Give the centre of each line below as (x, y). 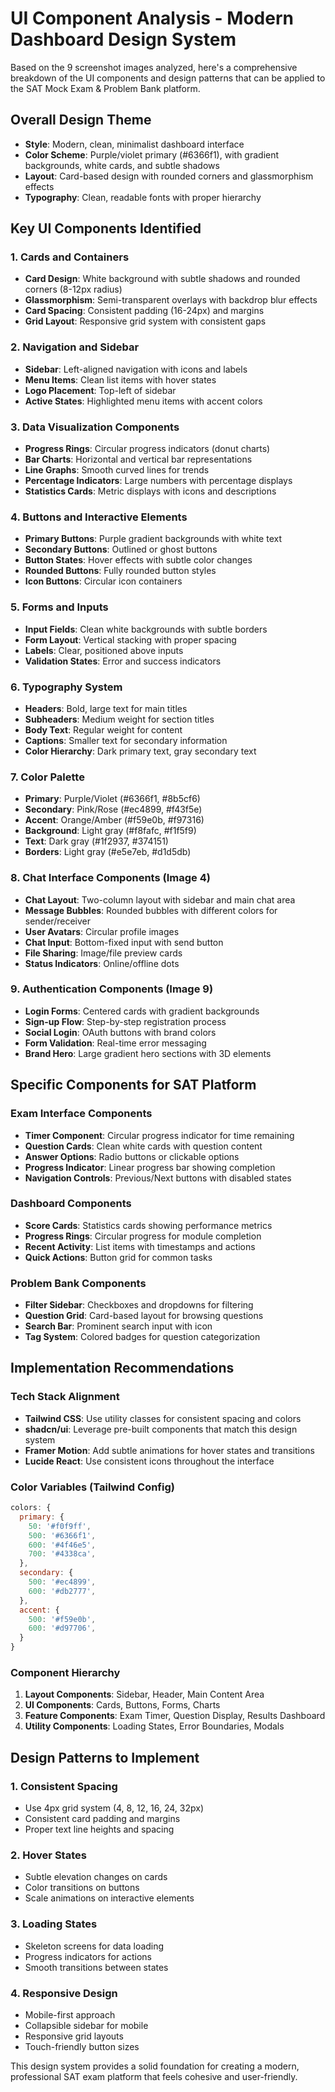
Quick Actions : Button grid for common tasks (118, 1257)
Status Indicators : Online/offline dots (102, 963)
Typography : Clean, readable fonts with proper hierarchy (143, 197)
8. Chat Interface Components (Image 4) (110, 878)
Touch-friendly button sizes (82, 2046)
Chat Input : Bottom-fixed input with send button (124, 942)
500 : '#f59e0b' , (62, 1619)
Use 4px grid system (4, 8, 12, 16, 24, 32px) (114, 1808)
